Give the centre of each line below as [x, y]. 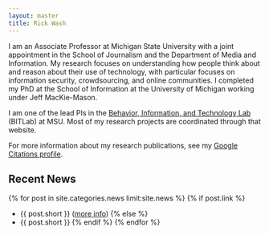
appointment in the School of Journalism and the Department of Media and [132, 55]
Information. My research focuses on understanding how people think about [134, 63]
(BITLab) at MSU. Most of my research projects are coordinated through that [134, 121]
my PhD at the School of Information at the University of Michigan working [131, 88]
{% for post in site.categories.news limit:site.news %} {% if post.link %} [127, 198]
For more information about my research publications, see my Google [123, 145]
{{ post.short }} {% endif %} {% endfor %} [90, 222]
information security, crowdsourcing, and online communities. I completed [131, 80]
